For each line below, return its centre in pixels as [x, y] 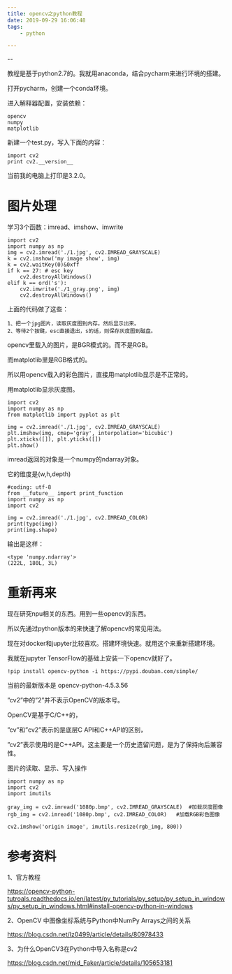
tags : [15, 27]
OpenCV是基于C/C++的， [44, 715]
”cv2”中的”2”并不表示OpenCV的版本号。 [66, 700]
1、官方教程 [24, 878]
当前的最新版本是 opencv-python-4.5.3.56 [68, 686]
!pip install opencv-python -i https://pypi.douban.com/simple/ [103, 672]
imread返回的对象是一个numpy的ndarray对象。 [75, 459]
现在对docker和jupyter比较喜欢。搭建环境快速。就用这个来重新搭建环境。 [113, 644]
